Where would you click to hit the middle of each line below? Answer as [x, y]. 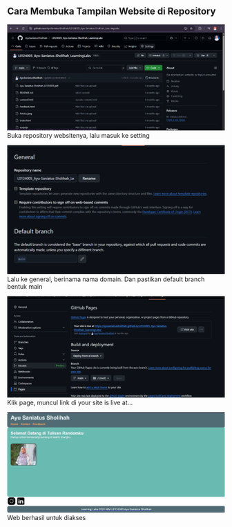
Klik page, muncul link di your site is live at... [70, 402]
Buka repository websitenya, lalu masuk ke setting [78, 135]
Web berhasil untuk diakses [47, 518]
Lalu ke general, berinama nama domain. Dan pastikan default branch [106, 279]
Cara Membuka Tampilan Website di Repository [112, 11]
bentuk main [25, 286]
